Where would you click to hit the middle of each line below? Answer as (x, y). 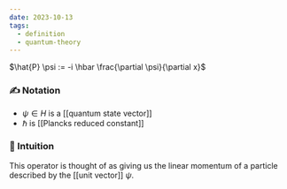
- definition (41, 34)
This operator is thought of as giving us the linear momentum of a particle (143, 165)
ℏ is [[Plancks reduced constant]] (83, 123)
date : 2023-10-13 (41, 17)
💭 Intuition (32, 147)
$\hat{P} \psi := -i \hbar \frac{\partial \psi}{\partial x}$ (108, 67)
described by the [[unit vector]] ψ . (72, 175)
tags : (19, 26)
